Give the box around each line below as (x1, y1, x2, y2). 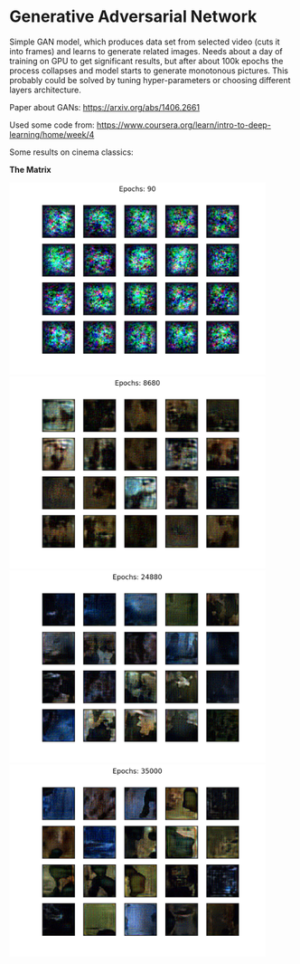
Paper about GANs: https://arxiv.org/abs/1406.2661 (9, 101, 201, 112)
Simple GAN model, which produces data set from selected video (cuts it (9, 36, 280, 47)
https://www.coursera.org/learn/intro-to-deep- (96, 119, 271, 130)
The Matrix (9, 164, 52, 175)
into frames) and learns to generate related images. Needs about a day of (9, 45, 283, 56)
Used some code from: (9, 119, 95, 130)
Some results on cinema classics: (9, 147, 134, 157)
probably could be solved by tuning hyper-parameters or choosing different (9, 74, 291, 85)
